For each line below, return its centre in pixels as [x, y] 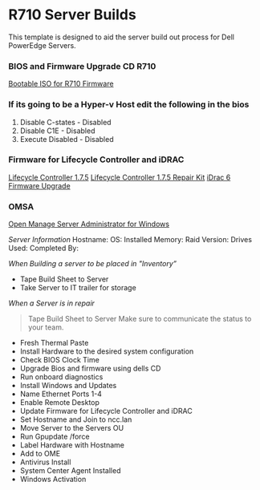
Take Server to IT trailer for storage [78, 288]
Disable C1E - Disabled [57, 131]
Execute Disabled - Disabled [67, 139]
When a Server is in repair [51, 303]
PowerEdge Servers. [42, 45]
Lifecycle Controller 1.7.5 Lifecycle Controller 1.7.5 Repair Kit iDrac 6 [120, 177]
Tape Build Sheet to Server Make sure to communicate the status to [140, 319]
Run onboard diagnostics [61, 377]
